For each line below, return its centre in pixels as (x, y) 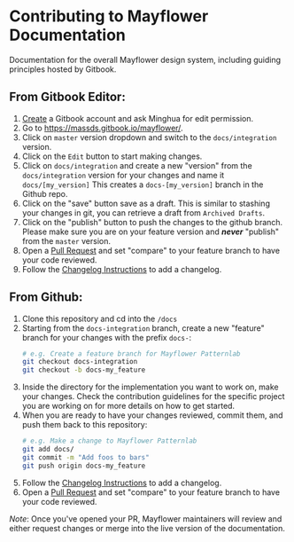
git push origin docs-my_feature (84, 466)
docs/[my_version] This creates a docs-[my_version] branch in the (143, 185)
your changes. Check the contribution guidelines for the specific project (153, 397)
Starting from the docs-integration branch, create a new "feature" (143, 328)
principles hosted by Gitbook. (63, 69)
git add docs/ (48, 450)
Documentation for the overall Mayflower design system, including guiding (145, 59)
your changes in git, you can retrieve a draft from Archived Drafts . (143, 212)
